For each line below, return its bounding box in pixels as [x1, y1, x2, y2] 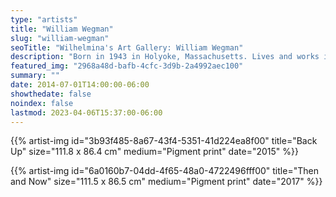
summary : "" [10, 71, 60, 81]
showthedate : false [10, 89, 92, 99]
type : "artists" [10, 14, 78, 25]
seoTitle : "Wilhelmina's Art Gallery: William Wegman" [10, 42, 244, 53]
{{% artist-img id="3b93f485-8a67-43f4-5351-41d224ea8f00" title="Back [10, 135, 318, 147]
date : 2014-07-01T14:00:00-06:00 [10, 80, 150, 90]
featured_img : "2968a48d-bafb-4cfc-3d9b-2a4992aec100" [10, 61, 244, 71]
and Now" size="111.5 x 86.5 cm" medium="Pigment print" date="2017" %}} [10, 176, 323, 188]
